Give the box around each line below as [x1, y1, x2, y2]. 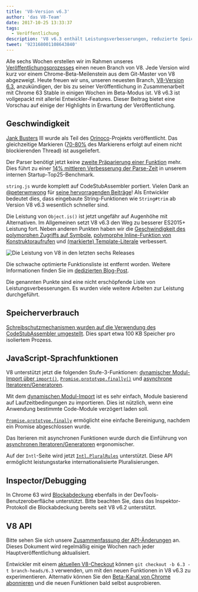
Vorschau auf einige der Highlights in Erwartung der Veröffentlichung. [6, 102, 176, 109]
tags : [6, 25, 19, 31]
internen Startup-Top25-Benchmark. [6, 171, 95, 178]
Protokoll [6, 504, 28, 511]
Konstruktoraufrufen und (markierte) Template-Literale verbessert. [6, 237, 168, 245]
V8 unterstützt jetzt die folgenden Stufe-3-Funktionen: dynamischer [6, 369, 171, 376]
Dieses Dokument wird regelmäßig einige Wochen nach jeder [6, 542, 155, 550]
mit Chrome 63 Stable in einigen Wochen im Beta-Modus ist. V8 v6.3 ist [6, 89, 180, 96]
